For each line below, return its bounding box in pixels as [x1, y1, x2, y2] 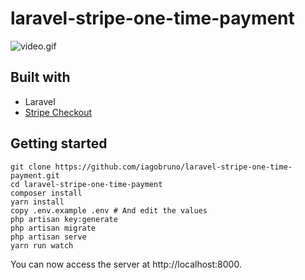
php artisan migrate [10, 223, 97, 233]
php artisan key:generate [10, 214, 118, 224]
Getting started [10, 135, 108, 152]
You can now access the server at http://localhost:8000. [10, 258, 242, 270]
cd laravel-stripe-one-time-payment [10, 179, 163, 189]
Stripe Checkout [24, 106, 93, 118]
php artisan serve [10, 232, 87, 242]
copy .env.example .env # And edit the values [10, 205, 208, 216]
